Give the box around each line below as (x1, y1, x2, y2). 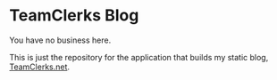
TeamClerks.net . (9, 61, 70, 72)
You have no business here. (9, 35, 112, 45)
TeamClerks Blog (9, 5, 139, 26)
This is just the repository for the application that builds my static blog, (9, 52, 269, 62)
